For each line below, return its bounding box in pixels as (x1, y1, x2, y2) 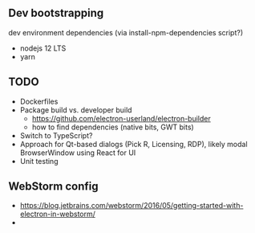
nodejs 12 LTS (19, 43, 67, 53)
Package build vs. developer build (19, 104, 132, 115)
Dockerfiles (19, 96, 59, 106)
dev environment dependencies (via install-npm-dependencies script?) (8, 27, 244, 37)
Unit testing (19, 156, 59, 166)
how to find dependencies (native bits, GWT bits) (31, 122, 194, 132)
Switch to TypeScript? (19, 130, 93, 140)
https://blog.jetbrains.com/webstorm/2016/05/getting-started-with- (19, 201, 244, 211)
